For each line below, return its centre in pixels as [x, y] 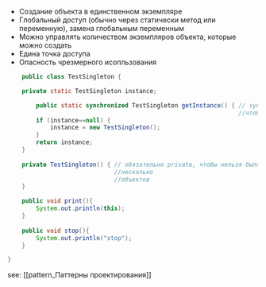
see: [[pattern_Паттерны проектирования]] [79, 275]
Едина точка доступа [54, 54]
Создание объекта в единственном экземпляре [100, 12]
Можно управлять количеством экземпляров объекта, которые [127, 37]
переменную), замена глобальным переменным [101, 28]
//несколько [134, 172]
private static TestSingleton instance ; [89, 91]
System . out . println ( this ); [81, 209]
